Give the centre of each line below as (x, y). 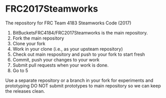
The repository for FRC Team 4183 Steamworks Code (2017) (68, 23)
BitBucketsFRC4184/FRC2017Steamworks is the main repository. (80, 32)
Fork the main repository (38, 38)
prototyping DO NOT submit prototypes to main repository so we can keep (83, 86)
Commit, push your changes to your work (56, 59)
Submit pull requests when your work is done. (61, 65)
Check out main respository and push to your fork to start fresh (79, 54)
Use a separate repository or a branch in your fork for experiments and (79, 80)
